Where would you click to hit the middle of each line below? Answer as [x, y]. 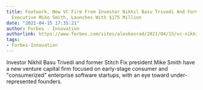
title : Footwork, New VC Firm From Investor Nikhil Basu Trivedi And [96, 12]
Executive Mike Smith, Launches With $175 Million [77, 17]
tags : [13, 40]
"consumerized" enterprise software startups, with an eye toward [88, 75]
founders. [50, 81]
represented [21, 81]
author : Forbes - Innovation [43, 28]
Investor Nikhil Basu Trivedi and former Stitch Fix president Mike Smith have [101, 62]
